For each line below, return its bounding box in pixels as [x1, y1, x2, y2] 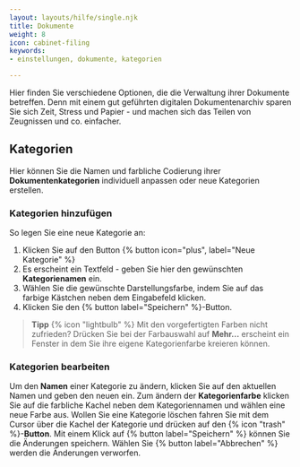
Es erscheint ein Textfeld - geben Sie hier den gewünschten [21, 264, 244, 274]
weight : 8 [9, 30, 47, 39]
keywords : [9, 47, 47, 56]
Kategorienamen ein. [21, 273, 103, 284]
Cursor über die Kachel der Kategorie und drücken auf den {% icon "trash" [9, 419, 286, 430]
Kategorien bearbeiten [9, 360, 110, 373]
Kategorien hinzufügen [9, 207, 113, 220]
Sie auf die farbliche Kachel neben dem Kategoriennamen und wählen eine [9, 400, 286, 411]
